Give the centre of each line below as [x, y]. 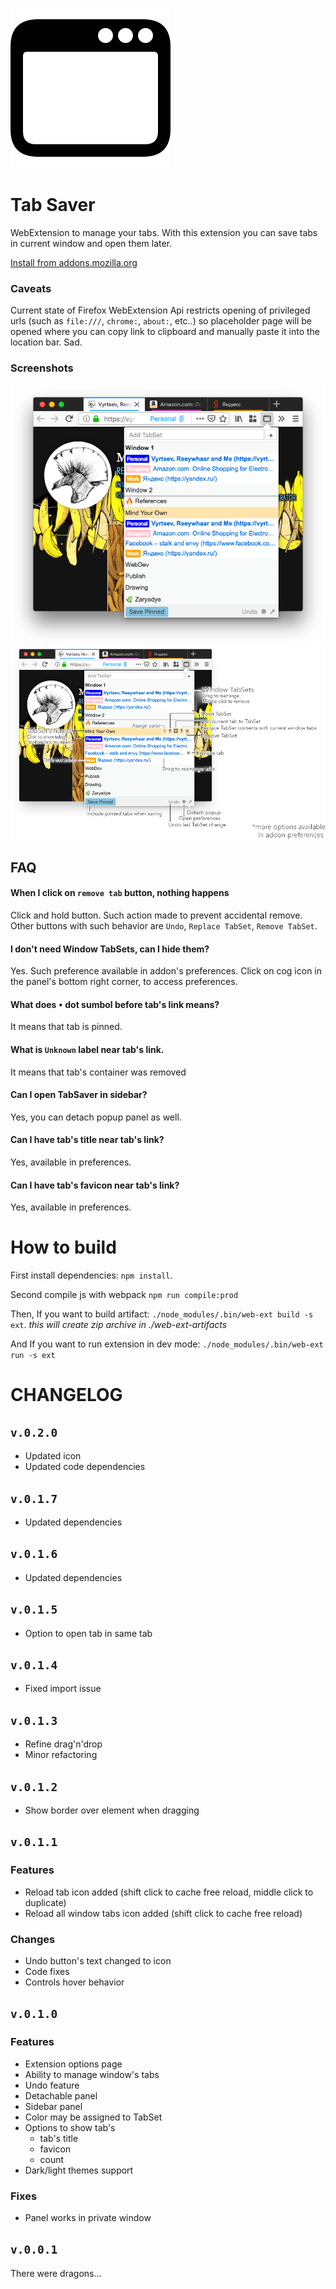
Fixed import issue [63, 1689]
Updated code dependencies [85, 1467]
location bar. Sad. [46, 342]
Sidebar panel [53, 2106]
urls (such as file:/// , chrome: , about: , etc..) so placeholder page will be [161, 321]
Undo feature [52, 2085]
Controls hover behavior [74, 1982]
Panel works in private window [88, 2218]
